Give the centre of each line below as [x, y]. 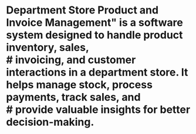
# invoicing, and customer [71, 60]
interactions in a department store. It [97, 72]
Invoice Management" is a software [94, 23]
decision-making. [50, 122]
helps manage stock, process [79, 85]
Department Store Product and [82, 10]
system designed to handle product [94, 35]
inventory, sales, [48, 48]
